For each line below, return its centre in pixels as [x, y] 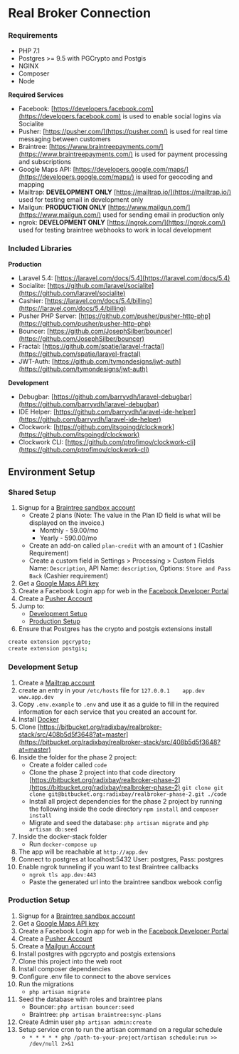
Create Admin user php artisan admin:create [85, 1022]
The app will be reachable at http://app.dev [83, 851]
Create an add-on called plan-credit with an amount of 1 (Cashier [126, 546]
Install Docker [38, 719]
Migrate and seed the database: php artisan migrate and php [119, 822]
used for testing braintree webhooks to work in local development [115, 230]
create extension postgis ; [48, 649]
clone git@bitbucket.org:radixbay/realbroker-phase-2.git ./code [128, 794]
